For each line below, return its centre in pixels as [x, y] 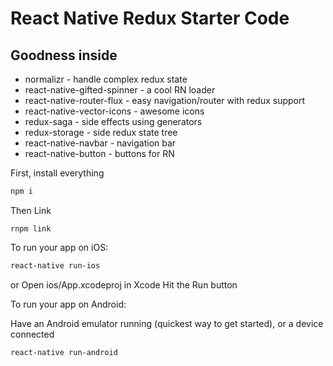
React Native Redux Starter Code [150, 18]
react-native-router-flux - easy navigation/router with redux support [165, 100]
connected [32, 334]
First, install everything [57, 173]
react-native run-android [64, 352]
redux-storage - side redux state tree [101, 132]
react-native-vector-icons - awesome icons [114, 111]
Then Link [31, 210]
